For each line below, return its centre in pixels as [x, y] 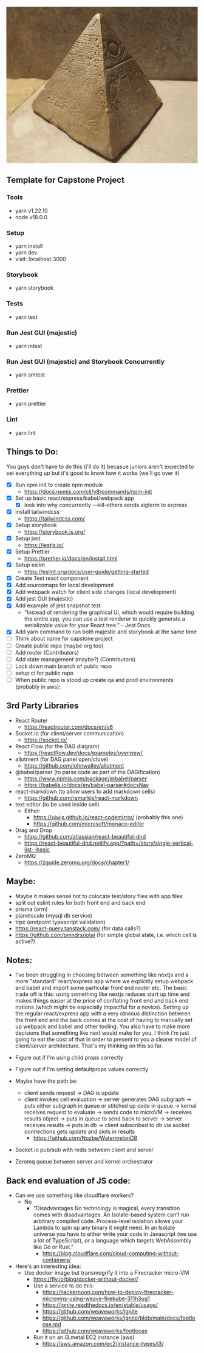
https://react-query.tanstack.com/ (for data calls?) [78, 928]
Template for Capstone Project [65, 180]
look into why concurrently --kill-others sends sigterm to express [106, 505]
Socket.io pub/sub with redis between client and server [84, 1150]
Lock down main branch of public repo [63, 666]
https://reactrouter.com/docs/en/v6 [69, 727]
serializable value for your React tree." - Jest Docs [87, 625]
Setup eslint [30, 565]
